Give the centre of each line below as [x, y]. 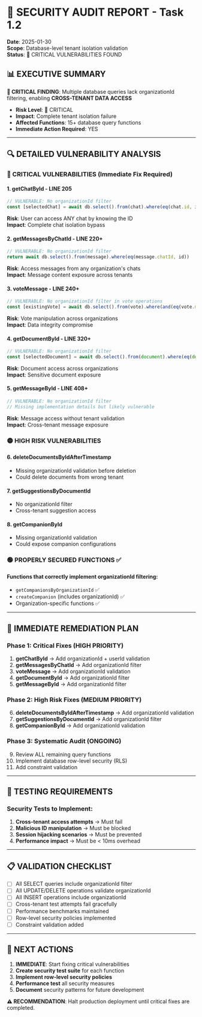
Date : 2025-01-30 [29, 41]
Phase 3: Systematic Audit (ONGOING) [64, 741]
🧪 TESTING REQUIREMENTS [60, 792]
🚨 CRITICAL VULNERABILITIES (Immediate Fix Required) [90, 174]
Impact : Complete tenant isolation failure [66, 116]
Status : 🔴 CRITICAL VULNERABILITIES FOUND [64, 54]
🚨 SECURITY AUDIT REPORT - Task [95, 12]
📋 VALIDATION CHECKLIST [59, 866]
